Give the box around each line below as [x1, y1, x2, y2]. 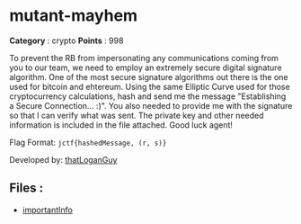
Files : [9, 181, 43, 196]
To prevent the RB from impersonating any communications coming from [9, 52, 279, 63]
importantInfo [22, 204, 74, 215]
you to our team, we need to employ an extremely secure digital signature [9, 62, 282, 73]
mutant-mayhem [9, 5, 137, 26]
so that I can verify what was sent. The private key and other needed [9, 110, 264, 121]
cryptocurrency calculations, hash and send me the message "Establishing [9, 91, 287, 102]
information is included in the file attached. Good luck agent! [9, 119, 234, 130]
